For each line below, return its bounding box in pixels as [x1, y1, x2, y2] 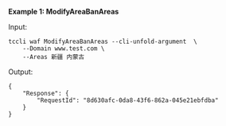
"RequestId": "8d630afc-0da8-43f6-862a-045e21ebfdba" [37, 96, 219, 104]
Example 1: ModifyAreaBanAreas [8, 7, 119, 16]
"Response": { [22, 89, 69, 97]
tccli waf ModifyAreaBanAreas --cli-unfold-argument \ [8, 37, 197, 45]
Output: [8, 67, 33, 77]
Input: [8, 22, 28, 31]
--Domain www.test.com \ [22, 45, 105, 53]
